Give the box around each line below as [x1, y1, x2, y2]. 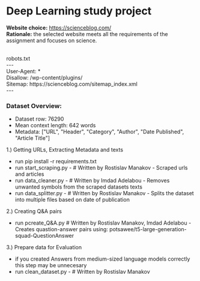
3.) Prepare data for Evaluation [6, 244, 82, 251]
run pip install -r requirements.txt [14, 158, 97, 165]
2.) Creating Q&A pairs [6, 208, 62, 215]
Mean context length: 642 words [14, 122, 96, 129]
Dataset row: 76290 [14, 115, 64, 122]
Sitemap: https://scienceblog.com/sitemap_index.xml [6, 80, 138, 88]
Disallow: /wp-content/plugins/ [6, 74, 83, 81]
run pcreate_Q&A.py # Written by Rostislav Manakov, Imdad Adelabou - [14, 219, 192, 226]
